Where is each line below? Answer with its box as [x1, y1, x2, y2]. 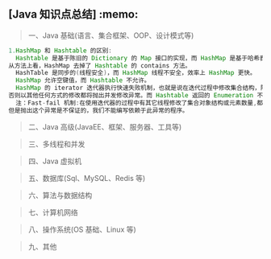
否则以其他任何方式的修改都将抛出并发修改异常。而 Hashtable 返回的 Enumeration [8, 92, 254, 100]
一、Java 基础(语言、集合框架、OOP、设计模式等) [27, 31, 194, 40]
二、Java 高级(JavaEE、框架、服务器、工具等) [27, 121, 182, 131]
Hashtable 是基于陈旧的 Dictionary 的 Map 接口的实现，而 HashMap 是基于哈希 [15, 54, 261, 62]
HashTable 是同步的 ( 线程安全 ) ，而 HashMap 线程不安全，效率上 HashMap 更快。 [15, 69, 256, 77]
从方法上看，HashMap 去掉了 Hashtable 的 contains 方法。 [8, 61, 192, 70]
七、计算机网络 [27, 208, 78, 217]
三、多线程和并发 [27, 139, 85, 149]
